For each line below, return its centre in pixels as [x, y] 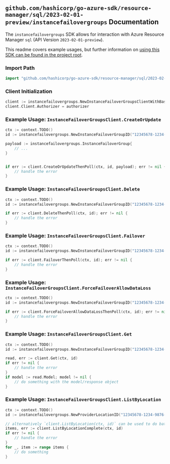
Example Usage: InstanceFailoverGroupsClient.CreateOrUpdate [83, 119]
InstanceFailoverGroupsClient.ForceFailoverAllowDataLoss [78, 288]
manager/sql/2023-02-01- [45, 15]
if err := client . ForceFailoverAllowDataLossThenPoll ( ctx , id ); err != [82, 312]
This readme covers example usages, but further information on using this [82, 49]
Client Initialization [29, 91]
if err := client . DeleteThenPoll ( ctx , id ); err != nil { [67, 213]
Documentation [134, 22]
